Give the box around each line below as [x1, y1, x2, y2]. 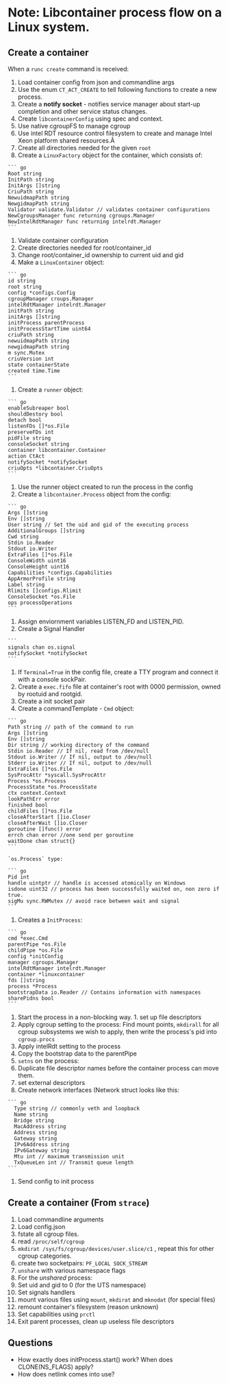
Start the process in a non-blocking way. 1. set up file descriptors [17, 1013, 202, 1021]
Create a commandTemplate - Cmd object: [17, 704, 134, 713]
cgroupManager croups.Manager [8, 296, 94, 302]
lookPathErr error [8, 796, 60, 802]
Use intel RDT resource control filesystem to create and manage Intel [17, 129, 213, 137]
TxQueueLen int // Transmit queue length [14, 1159, 134, 1166]
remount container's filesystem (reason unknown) [17, 1302, 159, 1311]
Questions [8, 1337, 53, 1349]
